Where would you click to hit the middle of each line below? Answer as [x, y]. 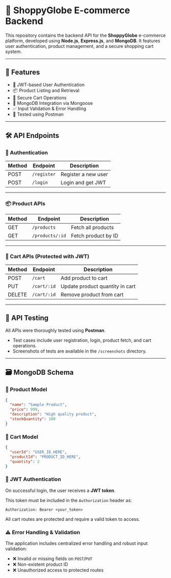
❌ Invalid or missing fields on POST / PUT [52, 559]
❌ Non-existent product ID [40, 564]
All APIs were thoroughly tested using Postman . [55, 330]
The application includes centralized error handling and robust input [77, 543]
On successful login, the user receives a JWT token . [60, 490]
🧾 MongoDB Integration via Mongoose [53, 103]
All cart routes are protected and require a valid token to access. [73, 519]
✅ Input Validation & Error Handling [49, 108]
